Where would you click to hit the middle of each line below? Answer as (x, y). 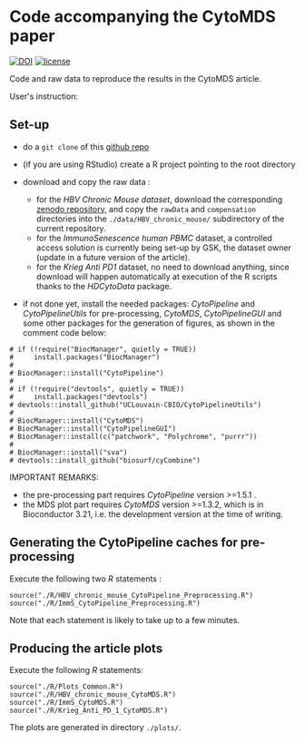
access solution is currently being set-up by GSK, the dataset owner (164, 248)
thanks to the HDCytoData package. (104, 286)
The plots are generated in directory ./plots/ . (95, 727)
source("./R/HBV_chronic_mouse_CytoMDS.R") (93, 695)
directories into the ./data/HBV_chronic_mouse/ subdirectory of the (160, 219)
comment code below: (64, 332)
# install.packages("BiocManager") (85, 357)
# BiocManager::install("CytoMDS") (77, 420)
